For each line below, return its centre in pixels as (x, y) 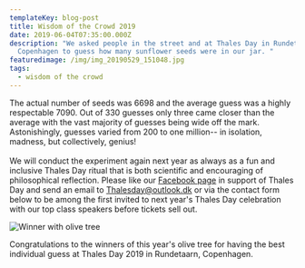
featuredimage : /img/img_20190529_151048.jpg (97, 60)
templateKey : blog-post (54, 18)
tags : (20, 69)
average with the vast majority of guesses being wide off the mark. (135, 122)
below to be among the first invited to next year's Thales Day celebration (145, 199)
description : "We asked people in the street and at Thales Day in (140, 43)
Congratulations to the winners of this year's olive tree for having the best (147, 244)
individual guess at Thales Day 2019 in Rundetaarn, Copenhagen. (132, 253)
